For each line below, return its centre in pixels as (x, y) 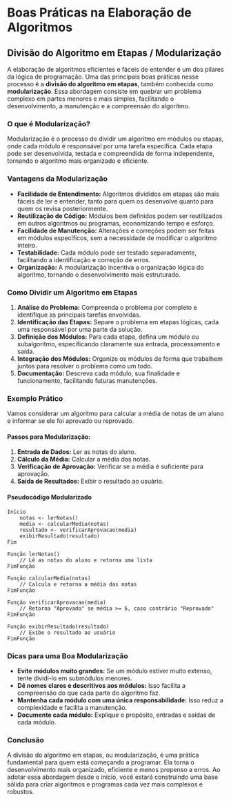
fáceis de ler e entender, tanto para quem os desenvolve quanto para (115, 201)
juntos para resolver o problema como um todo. (85, 366)
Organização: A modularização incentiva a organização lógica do (110, 267)
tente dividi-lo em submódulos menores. (74, 678)
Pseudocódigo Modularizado (49, 497)
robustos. (21, 792)
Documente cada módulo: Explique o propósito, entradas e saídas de (116, 715)
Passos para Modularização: (49, 437)
